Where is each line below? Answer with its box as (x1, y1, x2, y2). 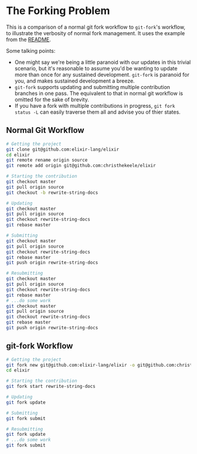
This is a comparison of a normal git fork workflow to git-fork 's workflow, (6, 23, 186, 30)
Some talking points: (6, 47, 56, 54)
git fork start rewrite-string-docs (6, 384, 96, 390)
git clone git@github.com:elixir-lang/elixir (6, 146, 119, 152)
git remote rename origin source (6, 157, 88, 163)
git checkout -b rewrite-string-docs (6, 189, 98, 196)
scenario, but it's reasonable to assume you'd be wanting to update (14, 64, 178, 71)
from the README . (6, 36, 52, 43)
